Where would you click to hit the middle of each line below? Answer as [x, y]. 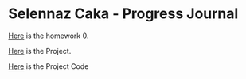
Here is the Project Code [49, 66]
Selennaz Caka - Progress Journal [123, 14]
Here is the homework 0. [49, 36]
